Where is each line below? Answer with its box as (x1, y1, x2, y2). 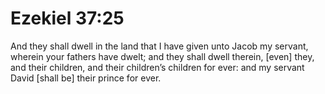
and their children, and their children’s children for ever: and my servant (10, 61, 305, 73)
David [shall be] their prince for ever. (10, 72, 162, 84)
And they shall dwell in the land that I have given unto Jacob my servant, (10, 40, 309, 52)
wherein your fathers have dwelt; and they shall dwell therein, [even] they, (10, 50, 315, 62)
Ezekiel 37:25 (10, 7, 125, 30)
